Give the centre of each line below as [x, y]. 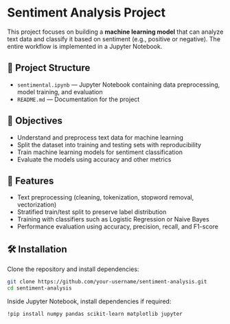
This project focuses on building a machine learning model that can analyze [115, 32]
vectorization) [37, 205]
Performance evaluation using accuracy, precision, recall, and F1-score [117, 227]
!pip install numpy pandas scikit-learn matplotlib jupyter [95, 314]
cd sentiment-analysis [39, 288]
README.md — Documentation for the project [78, 99]
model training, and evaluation [60, 91]
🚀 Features [31, 181]
